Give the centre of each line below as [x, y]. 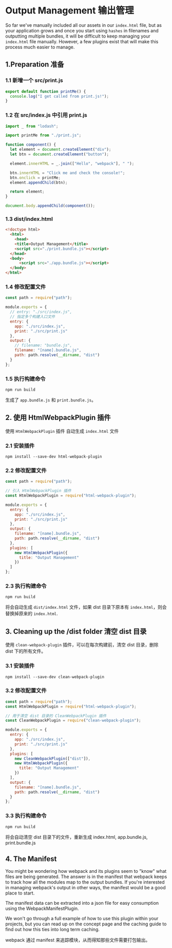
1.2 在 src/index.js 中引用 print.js [46, 115]
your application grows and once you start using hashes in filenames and [82, 30]
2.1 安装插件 [20, 446]
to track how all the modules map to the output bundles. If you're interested [85, 882]
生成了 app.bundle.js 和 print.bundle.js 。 [51, 400]
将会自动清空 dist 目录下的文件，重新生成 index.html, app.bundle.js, [77, 837]
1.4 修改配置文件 [26, 287]
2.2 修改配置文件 [26, 470]
